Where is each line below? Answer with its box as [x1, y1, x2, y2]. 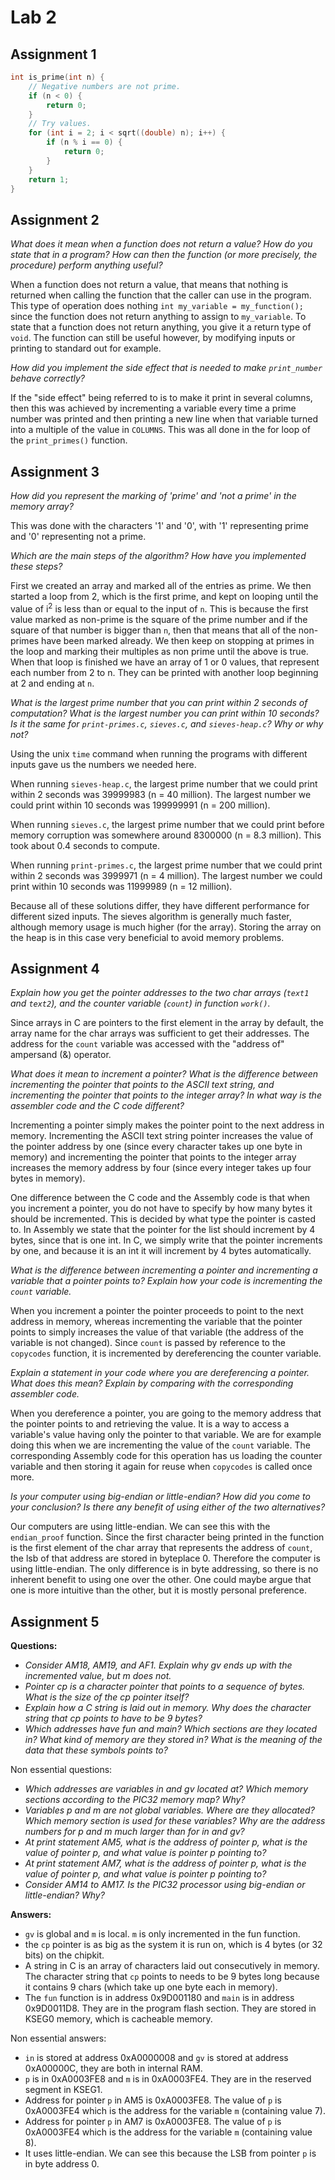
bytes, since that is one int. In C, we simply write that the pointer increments [10, 1234, 323, 1246]
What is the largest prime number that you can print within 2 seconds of [10, 696, 308, 708]
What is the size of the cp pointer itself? [24, 1691, 190, 1703]
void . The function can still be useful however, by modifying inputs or [10, 332, 296, 344]
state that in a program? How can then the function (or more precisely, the [10, 249, 318, 261]
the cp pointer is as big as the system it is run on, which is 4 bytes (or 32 [24, 1939, 323, 1951]
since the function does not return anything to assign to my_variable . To [10, 311, 307, 323]
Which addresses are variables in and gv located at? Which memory [24, 1783, 309, 1795]
